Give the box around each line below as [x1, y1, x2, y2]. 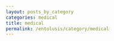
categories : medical [5, 14, 58, 20]
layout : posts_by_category [5, 8, 74, 15]
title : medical [5, 20, 44, 26]
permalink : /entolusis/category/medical [5, 25, 110, 32]
